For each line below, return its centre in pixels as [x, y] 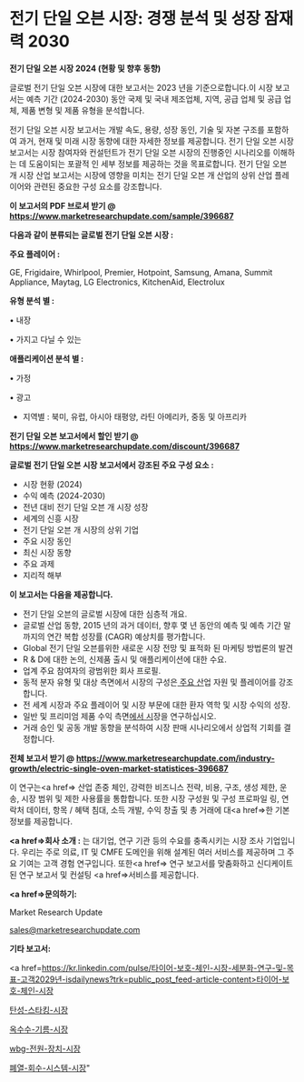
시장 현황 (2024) [53, 484]
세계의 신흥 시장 [50, 518]
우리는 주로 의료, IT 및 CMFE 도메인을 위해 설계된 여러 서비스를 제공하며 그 [153, 852]
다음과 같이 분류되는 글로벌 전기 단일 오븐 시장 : [92, 235]
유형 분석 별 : [32, 300]
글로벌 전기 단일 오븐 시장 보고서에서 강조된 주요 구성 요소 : [112, 465]
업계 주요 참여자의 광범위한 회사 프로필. [92, 670]
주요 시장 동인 [47, 541]
